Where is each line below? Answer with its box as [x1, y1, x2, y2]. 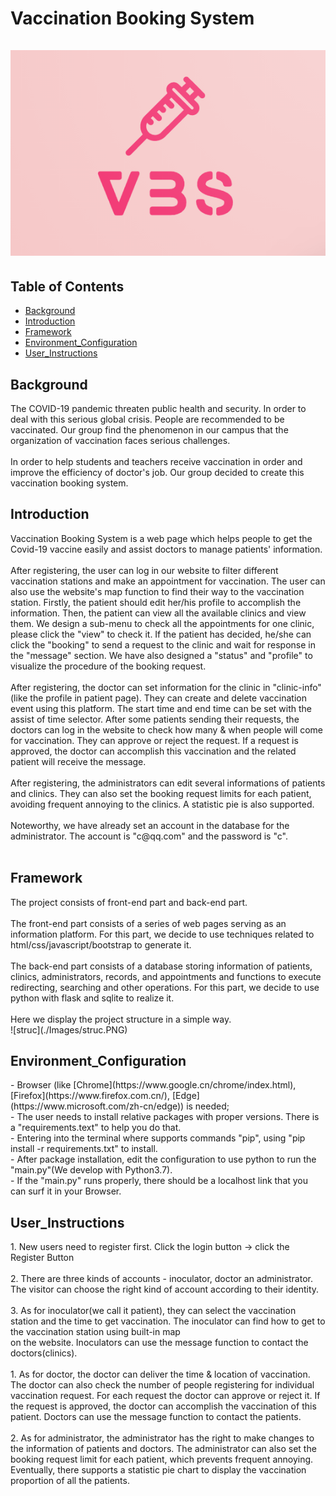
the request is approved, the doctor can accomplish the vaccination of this [10, 1400, 317, 1412]
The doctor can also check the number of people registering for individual [10, 1379, 315, 1391]
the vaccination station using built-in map [10, 1326, 181, 1338]
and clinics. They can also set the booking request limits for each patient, [10, 787, 312, 799]
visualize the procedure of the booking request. [10, 660, 207, 672]
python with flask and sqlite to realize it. [10, 992, 175, 1004]
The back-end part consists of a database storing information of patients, [10, 960, 313, 972]
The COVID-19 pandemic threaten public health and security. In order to [10, 402, 307, 414]
